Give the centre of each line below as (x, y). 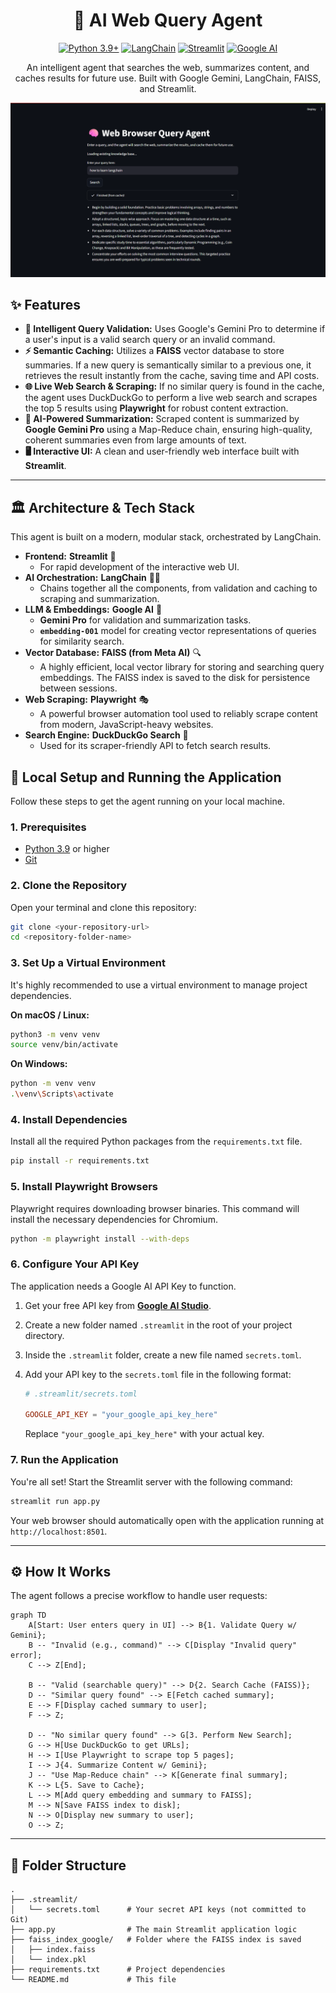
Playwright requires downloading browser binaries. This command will (155, 1208)
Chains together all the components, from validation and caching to (178, 588)
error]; (26, 1655)
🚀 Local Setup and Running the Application (146, 777)
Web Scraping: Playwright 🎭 (87, 700)
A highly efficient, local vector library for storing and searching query (182, 667)
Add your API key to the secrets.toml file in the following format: (158, 1374)
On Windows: (39, 1064)
